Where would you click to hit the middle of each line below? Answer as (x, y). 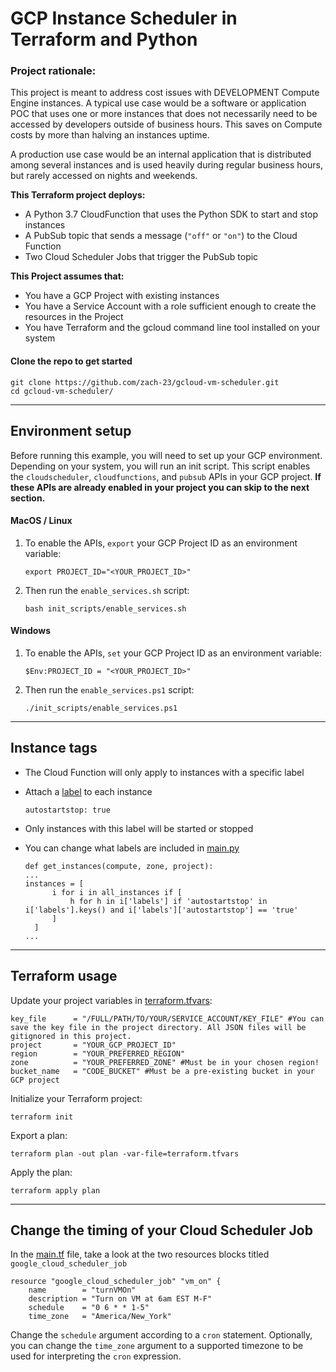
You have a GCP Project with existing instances (122, 296)
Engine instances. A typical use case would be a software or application (158, 103)
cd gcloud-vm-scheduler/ (62, 391)
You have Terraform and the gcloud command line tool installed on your (172, 328)
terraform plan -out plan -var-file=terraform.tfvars (125, 1153)
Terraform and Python (104, 39)
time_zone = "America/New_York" (100, 1317)
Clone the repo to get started (71, 361)
